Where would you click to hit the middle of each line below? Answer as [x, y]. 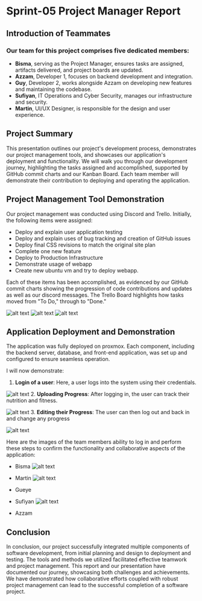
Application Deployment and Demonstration [91, 332]
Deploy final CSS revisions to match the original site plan [85, 245]
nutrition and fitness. [32, 401]
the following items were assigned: [49, 220]
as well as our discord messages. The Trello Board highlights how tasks [95, 295]
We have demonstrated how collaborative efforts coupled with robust [92, 579]
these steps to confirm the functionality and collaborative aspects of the [96, 448]
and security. [31, 102]
